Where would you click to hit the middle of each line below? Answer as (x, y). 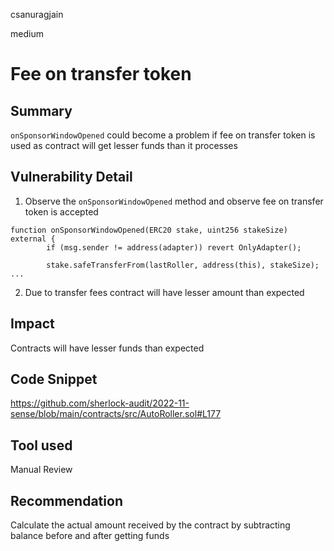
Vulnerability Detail (71, 177)
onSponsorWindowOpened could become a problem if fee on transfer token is (163, 135)
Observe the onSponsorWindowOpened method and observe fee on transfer (174, 201)
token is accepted (61, 211)
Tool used (41, 445)
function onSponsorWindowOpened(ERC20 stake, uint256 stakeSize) (149, 230)
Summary (41, 110)
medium (27, 33)
